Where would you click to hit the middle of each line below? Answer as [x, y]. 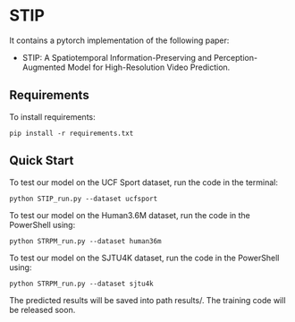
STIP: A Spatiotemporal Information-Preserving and [117, 57]
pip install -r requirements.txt [72, 133]
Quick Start [42, 161]
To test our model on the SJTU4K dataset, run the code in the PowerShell [144, 258]
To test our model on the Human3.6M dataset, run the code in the [130, 215]
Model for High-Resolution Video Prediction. [149, 67]
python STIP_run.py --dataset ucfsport [84, 199]
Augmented [44, 67]
